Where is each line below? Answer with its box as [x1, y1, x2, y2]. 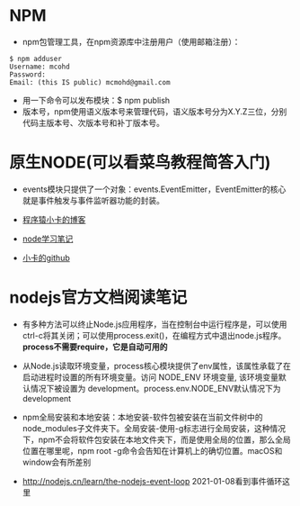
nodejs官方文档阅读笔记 [9, 287, 188, 308]
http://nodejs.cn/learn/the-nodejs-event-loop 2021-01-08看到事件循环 [22, 475, 283, 486]
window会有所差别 [22, 456, 92, 467]
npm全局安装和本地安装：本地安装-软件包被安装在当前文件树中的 [22, 411, 263, 422]
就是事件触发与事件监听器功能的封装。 [22, 194, 164, 205]
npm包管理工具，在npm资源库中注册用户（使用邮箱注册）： [22, 36, 241, 47]
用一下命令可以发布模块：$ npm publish [22, 95, 171, 105]
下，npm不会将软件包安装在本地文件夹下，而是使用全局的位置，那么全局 [22, 434, 291, 445]
